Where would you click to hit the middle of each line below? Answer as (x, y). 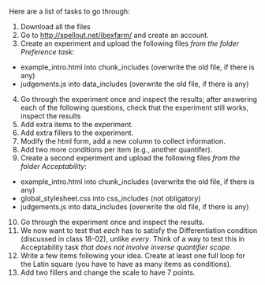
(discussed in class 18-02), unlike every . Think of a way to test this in (132, 239)
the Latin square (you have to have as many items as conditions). (126, 264)
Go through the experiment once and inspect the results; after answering (139, 99)
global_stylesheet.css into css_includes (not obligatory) (110, 198)
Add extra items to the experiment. (77, 124)
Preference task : (47, 52)
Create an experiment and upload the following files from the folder (130, 43)
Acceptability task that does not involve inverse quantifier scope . (126, 247)
